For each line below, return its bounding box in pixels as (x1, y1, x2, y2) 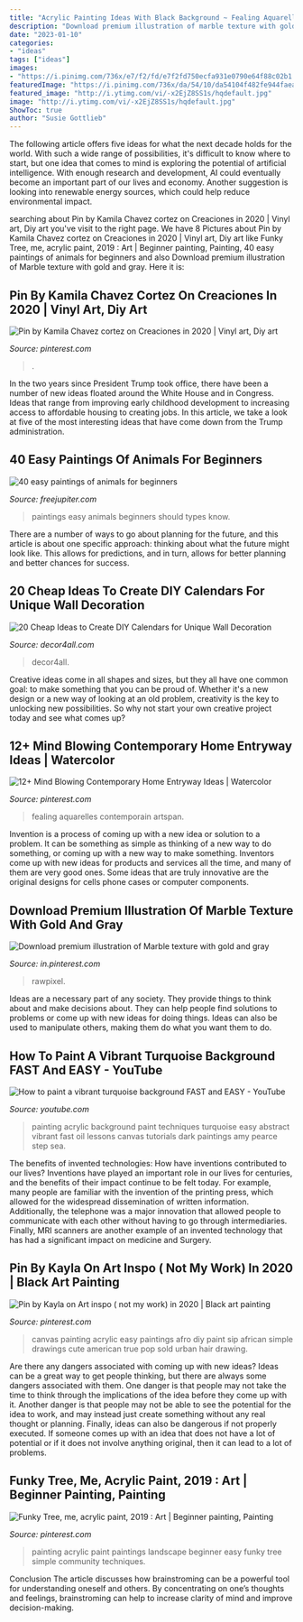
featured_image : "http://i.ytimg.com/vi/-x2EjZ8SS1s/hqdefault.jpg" (9, 88, 272, 97)
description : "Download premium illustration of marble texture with (9, 22, 277, 31)
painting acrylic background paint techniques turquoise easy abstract (31, 1121, 290, 1132)
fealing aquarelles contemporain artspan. (31, 811, 185, 822)
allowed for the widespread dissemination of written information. (9, 1196, 250, 1207)
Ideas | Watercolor (9, 752, 115, 768)
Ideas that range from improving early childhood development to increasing (9, 397, 290, 408)
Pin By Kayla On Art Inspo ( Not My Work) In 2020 (9, 1260, 293, 1276)
